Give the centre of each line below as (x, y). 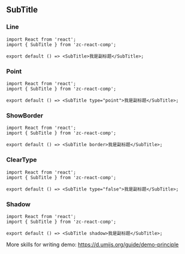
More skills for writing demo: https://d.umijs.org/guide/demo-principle (92, 244)
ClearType (22, 160)
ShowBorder (25, 115)
